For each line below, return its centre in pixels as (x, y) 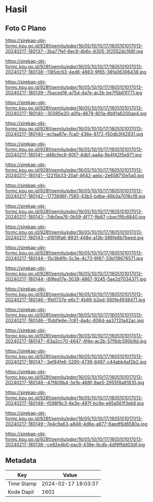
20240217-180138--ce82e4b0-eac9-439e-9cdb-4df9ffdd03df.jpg (75, 445)
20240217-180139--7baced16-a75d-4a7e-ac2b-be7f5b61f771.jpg (74, 93)
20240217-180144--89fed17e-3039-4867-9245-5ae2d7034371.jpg (76, 279)
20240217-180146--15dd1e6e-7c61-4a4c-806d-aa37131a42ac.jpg (74, 320)
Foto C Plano (26, 28)
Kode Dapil (21, 492)
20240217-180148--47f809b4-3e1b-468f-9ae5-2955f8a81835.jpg (75, 382)
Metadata (21, 460)
